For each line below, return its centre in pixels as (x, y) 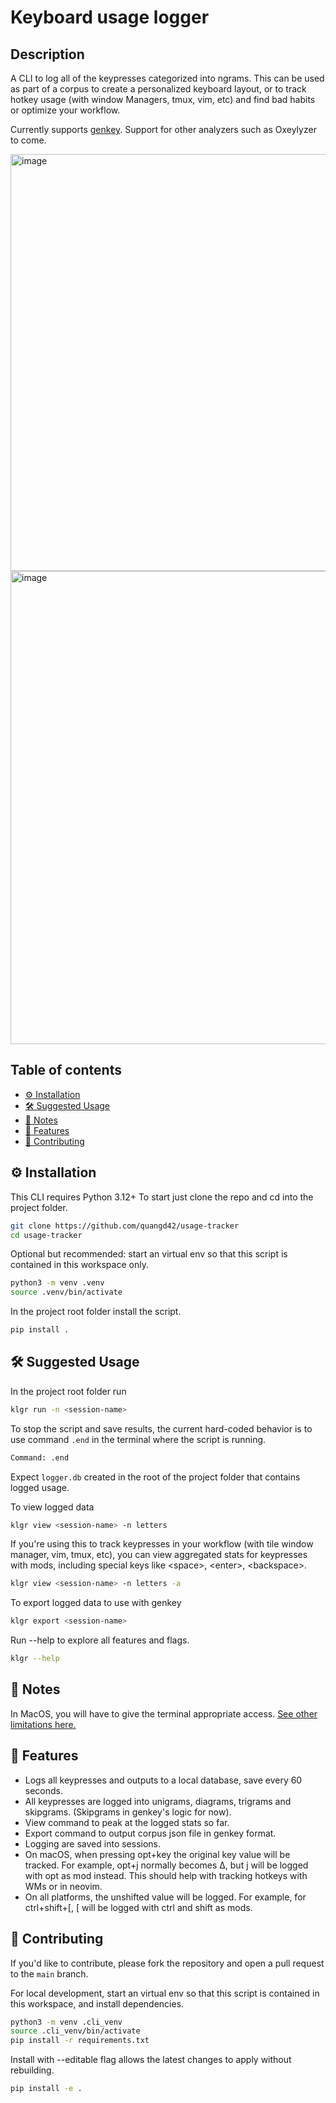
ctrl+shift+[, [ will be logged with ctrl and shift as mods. (138, 1907)
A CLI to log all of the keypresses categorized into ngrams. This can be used (167, 78)
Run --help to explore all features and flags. (100, 1640)
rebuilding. (32, 2070)
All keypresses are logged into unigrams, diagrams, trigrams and (158, 1801)
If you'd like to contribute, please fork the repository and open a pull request (167, 1963)
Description (47, 54)
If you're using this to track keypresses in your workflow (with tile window (162, 1544)
